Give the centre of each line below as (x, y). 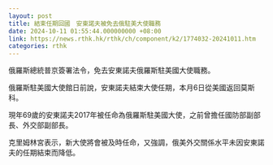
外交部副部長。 (48, 125)
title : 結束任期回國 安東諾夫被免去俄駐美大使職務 (84, 24)
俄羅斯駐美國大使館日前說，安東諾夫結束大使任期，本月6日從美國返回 (125, 88)
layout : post (30, 16)
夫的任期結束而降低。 (44, 153)
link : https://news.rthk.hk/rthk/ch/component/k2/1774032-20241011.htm (132, 39)
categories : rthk (38, 46)
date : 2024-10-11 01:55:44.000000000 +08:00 (85, 31)
